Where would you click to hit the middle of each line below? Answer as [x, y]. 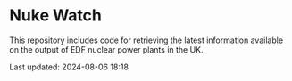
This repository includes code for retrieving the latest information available [146, 40]
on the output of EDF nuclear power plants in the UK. [106, 49]
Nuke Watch [56, 16]
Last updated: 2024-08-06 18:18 [69, 67]
